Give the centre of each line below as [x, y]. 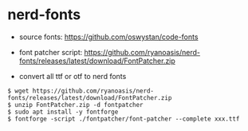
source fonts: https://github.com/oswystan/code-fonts [108, 37]
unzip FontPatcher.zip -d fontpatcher [79, 105]
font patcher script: [51, 52]
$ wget [18, 91]
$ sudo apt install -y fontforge [63, 112]
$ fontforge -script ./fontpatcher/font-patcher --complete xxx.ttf [124, 119]
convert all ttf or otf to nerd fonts [73, 76]
